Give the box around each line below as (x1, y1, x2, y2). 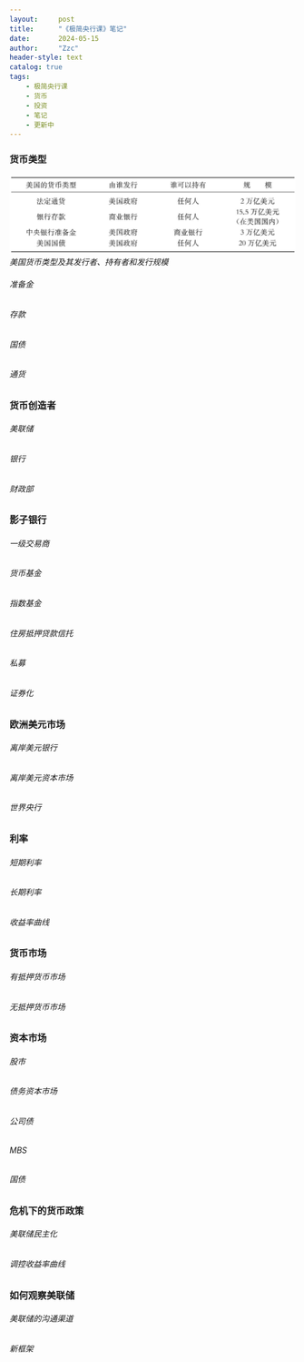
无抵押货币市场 (9, 1001, 65, 1012)
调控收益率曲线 (9, 1258, 65, 1269)
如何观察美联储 (9, 1288, 75, 1301)
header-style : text (9, 53, 83, 63)
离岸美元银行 (9, 742, 57, 753)
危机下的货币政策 (9, 1204, 84, 1216)
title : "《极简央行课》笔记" (9, 24, 128, 34)
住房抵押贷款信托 (9, 628, 74, 639)
